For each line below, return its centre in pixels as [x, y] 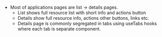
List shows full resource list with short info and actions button [82, 13]
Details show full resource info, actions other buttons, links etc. [83, 18]
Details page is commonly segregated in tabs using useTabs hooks [87, 23]
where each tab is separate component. [59, 29]
